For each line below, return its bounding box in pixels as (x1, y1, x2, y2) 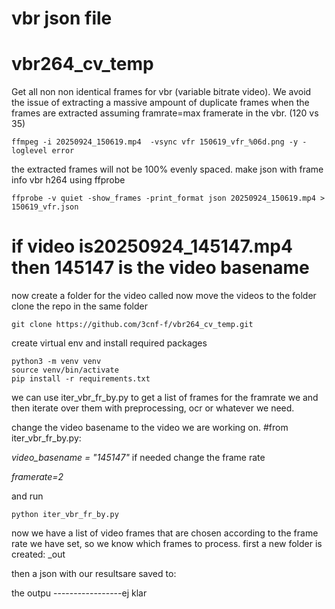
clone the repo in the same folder (11, 300, 148, 312)
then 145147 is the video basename (11, 257, 310, 279)
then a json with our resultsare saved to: (11, 568, 177, 580)
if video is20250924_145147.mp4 (11, 235, 293, 258)
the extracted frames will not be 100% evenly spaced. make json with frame (11, 163, 324, 176)
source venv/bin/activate (11, 365, 119, 376)
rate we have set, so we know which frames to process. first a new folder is (11, 538, 323, 550)
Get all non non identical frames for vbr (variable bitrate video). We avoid (11, 86, 312, 98)
